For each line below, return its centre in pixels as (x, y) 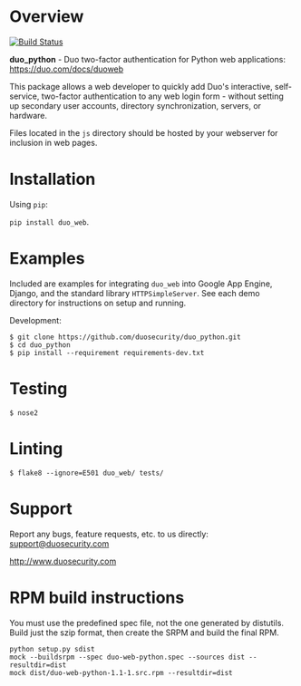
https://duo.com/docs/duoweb (67, 69)
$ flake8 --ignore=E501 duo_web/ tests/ (87, 473)
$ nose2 (24, 413)
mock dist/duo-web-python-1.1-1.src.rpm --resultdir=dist (121, 672)
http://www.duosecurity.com (63, 561)
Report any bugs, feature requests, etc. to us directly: (109, 534)
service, (24, 96)
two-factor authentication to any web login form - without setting (162, 96)
